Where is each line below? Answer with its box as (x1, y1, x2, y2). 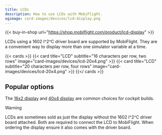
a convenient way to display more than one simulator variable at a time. (5, 44, 147, 50)
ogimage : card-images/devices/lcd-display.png (5, 16, 101, 21)
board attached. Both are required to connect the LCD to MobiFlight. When (5, 120, 154, 125)
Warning (5, 105, 22, 111)
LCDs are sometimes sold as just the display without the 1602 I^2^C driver (5, 114, 152, 120)
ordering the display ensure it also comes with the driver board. (5, 124, 132, 131)
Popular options (5, 83, 54, 91)
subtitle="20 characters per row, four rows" (5, 63, 92, 69)
